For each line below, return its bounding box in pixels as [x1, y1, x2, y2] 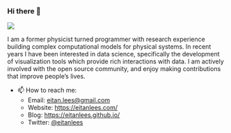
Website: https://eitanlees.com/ [27, 104, 118, 112]
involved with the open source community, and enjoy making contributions [7, 65, 221, 73]
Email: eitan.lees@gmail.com [27, 96, 111, 104]
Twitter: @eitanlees [27, 118, 83, 127]
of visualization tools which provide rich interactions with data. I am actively [7, 57, 224, 65]
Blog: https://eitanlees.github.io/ [27, 111, 120, 119]
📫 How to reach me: [17, 86, 77, 95]
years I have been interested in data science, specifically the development [7, 50, 221, 58]
